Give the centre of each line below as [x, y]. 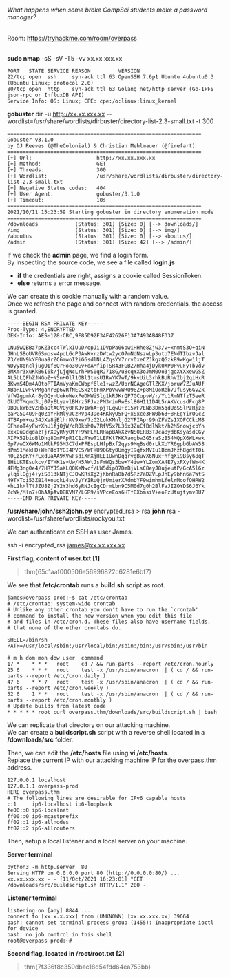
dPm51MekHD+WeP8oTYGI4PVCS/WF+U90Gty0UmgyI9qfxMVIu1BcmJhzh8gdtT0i [106, 450]
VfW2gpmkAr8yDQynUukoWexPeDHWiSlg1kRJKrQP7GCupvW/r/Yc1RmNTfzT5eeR [106, 396]
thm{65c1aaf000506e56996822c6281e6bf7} [88, 571]
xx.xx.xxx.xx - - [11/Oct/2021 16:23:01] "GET [75, 879]
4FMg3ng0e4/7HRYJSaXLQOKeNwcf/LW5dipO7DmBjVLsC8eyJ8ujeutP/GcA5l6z [106, 468]
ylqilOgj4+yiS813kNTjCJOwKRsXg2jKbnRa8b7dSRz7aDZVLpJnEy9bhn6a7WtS [106, 474]
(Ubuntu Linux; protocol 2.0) [51, 83]
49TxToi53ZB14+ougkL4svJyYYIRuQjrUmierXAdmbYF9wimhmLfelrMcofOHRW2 [106, 480]
